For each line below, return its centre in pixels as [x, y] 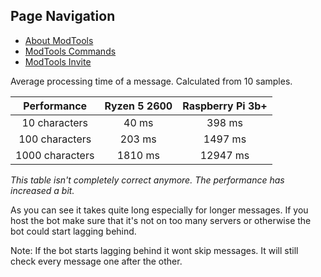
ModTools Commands [70, 51]
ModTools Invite [58, 61]
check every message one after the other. [96, 261]
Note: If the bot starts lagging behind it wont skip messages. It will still [154, 250]
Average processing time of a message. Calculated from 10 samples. [151, 81]
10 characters [55, 122]
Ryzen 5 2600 [138, 106]
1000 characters [55, 155]
